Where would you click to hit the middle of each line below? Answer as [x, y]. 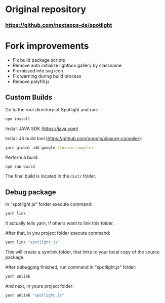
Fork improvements [47, 46]
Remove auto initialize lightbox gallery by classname [67, 66]
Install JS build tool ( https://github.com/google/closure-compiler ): [74, 138]
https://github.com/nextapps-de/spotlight [59, 25]
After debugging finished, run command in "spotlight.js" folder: [71, 267]
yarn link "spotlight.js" [32, 242]
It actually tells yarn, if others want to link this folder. [60, 223]
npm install [18, 119]
